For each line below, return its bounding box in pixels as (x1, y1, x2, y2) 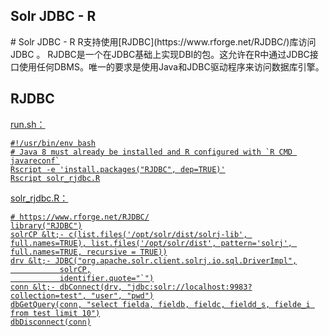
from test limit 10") (10, 308, 101, 318)
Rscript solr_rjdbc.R (10, 173, 101, 183)
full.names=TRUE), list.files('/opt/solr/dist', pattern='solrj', (10, 238, 293, 248)
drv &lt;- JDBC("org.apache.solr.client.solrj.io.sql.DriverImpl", (10, 255, 298, 266)
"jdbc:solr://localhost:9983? (126, 282, 253, 292)
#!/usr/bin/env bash (10, 138, 97, 148)
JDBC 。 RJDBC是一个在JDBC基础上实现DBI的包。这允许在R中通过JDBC (10, 48, 310, 60)
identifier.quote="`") (59, 273, 155, 283)
